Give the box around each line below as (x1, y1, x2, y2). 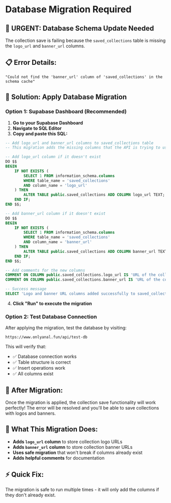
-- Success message (5, 286, 47, 292)
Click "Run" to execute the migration (12, 300, 93, 306)
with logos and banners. (5, 410, 56, 416)
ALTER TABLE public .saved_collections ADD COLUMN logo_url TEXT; (23, 193, 165, 198)
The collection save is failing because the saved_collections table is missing (5, 37, 166, 43)
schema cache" (5, 79, 36, 84)
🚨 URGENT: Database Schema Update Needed (5, 24, 154, 33)
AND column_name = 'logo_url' (23, 183, 88, 188)
